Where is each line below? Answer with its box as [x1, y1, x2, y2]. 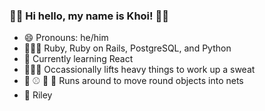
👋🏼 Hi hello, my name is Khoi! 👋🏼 [9, 9, 169, 23]
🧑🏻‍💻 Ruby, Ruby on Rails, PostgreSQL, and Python [23, 42, 232, 54]
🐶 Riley [23, 89, 53, 101]
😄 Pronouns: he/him [23, 32, 109, 44]
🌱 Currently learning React [23, 53, 134, 65]
